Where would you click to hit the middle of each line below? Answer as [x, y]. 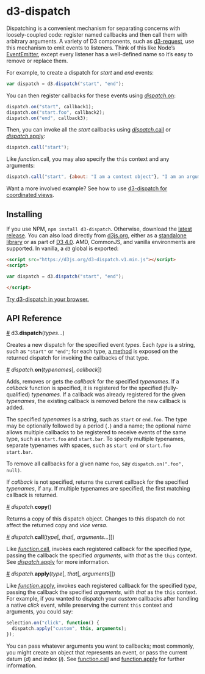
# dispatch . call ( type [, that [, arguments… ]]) [60, 537]
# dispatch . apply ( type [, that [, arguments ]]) [61, 574]
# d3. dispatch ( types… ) [36, 333]
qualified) [18, 394]
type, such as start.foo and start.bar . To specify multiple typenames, [96, 439]
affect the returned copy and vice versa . [57, 525]
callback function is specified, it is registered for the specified [84, 388]
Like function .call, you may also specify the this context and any [88, 159]
